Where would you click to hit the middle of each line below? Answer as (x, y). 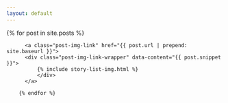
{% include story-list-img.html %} (87, 69)
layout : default (29, 13)
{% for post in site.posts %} (46, 33)
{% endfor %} (37, 93)
